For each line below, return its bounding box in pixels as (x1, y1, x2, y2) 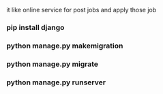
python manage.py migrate (6, 59, 99, 69)
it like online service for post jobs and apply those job (6, 6, 157, 14)
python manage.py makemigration (6, 41, 123, 50)
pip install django (6, 22, 65, 32)
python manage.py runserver (6, 78, 106, 87)
